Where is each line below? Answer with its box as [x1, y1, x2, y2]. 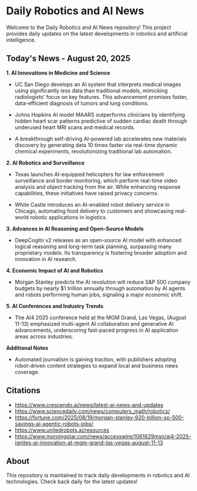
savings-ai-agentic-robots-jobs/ [14, 420, 93, 427]
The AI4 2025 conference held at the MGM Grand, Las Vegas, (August [14, 314, 186, 321]
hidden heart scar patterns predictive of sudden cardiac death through [14, 117, 188, 124]
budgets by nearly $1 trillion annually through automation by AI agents [14, 284, 186, 291]
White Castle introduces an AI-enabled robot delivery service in [14, 201, 170, 208]
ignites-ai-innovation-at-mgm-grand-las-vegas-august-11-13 [14, 439, 163, 446]
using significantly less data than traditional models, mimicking [14, 87, 168, 94]
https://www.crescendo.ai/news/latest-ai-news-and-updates [14, 401, 164, 408]
